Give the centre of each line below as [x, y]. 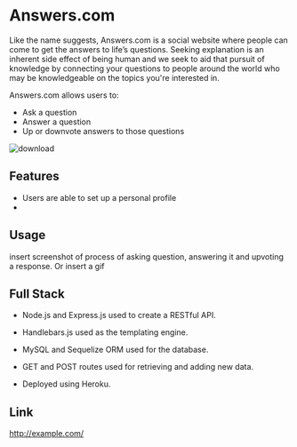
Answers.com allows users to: [64, 95]
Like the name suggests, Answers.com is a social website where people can [149, 40]
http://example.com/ [47, 434]
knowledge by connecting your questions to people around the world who [144, 68]
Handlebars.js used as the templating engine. [105, 332]
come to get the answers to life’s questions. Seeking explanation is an [136, 49]
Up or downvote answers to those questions [103, 131]
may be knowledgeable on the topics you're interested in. [114, 77]
